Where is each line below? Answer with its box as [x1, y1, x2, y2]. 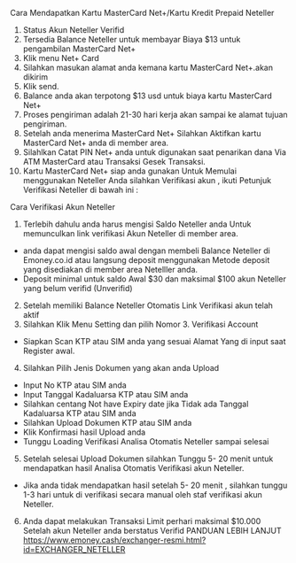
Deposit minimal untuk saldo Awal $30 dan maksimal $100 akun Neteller [22, 274, 286, 284]
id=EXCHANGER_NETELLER [22, 544, 126, 554]
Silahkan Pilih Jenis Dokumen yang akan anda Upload [22, 363, 220, 373]
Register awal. [22, 345, 75, 356]
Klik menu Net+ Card [22, 53, 100, 63]
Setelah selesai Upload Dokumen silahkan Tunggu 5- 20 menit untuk [22, 453, 274, 464]
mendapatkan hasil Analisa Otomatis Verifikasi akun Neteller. [22, 463, 245, 473]
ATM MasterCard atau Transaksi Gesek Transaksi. [22, 157, 206, 166]
